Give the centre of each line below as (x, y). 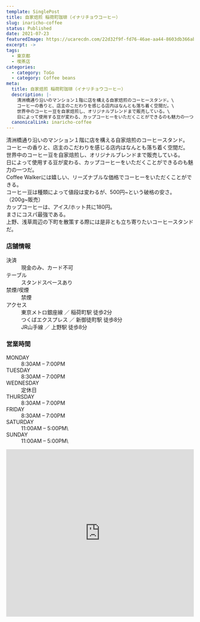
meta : (13, 84)
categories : (21, 67)
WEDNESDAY (23, 383)
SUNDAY (17, 435)
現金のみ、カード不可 (47, 268)
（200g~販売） (25, 199)
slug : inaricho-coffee (34, 23)
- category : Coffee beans (44, 78)
